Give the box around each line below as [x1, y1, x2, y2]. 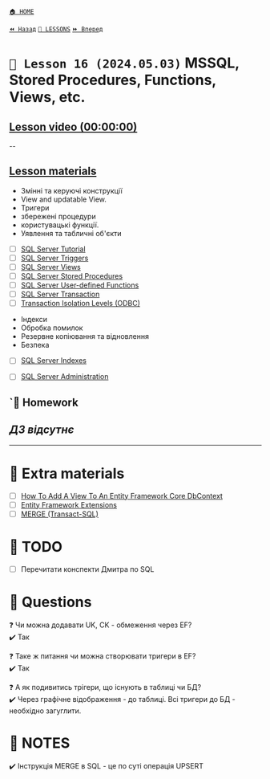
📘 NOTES [9, 734, 71, 752]
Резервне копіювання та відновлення [20, 332, 149, 341]
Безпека [20, 341, 50, 350]
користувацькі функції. [20, 220, 99, 230]
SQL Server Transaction [20, 289, 100, 300]
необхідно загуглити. [9, 706, 82, 716]
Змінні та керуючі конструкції [20, 186, 123, 195]
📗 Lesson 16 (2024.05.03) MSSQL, [9, 54, 240, 72]
